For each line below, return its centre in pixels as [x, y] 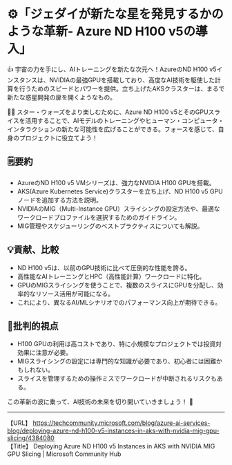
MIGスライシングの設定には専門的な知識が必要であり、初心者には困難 [116, 361]
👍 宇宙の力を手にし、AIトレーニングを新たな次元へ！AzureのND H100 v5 [112, 69]
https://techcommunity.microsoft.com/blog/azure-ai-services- [122, 423]
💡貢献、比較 [33, 250]
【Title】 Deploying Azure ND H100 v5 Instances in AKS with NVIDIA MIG [111, 446]
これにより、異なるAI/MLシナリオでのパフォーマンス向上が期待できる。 [119, 302]
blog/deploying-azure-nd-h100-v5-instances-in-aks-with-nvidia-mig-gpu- [113, 431]
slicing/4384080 [31, 438]
